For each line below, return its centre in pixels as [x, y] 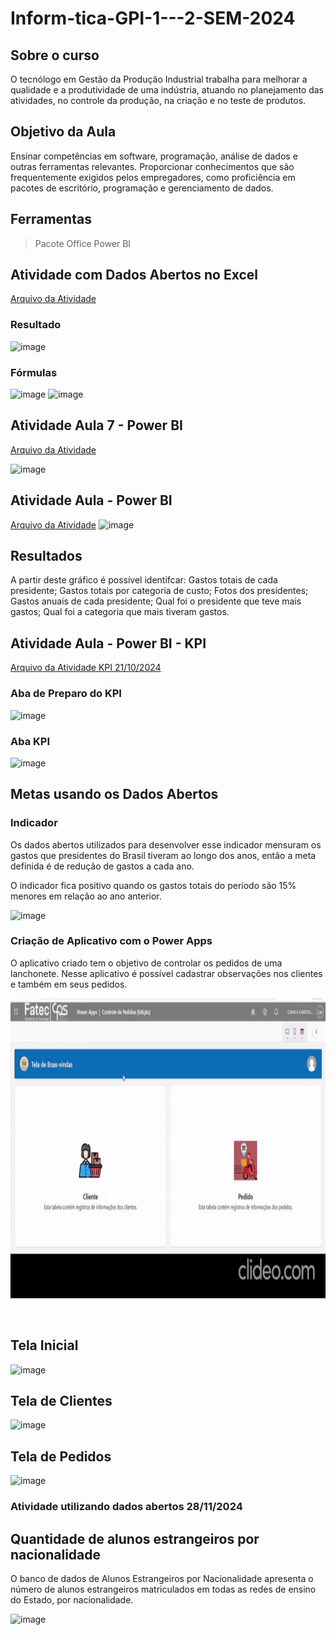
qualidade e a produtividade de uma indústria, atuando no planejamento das [167, 90]
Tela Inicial [44, 1345]
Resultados [46, 556]
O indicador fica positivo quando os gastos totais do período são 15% [153, 885]
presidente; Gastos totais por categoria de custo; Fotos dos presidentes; [159, 591]
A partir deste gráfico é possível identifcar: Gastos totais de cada [144, 580]
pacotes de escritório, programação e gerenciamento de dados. [142, 188]
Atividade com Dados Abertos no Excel [134, 275]
